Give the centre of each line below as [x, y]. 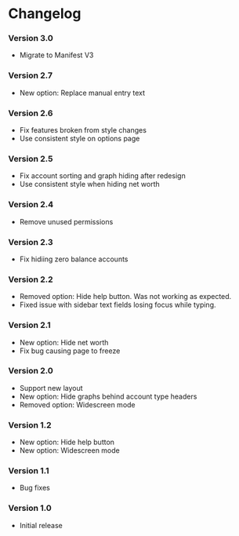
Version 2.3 [31, 242]
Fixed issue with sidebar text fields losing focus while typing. [118, 305]
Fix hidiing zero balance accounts [74, 259]
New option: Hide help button [67, 442]
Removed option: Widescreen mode [77, 404]
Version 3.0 [31, 38]
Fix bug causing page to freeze [70, 351]
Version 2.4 [31, 205]
